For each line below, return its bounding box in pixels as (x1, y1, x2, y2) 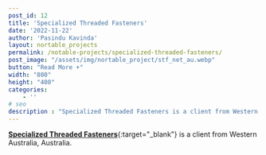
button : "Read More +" (8, 64, 84, 72)
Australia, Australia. (8, 138, 72, 147)
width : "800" (8, 71, 52, 79)
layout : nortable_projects (8, 41, 98, 49)
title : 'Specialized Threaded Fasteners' (8, 19, 148, 27)
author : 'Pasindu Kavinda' (8, 33, 98, 42)
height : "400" (8, 78, 56, 86)
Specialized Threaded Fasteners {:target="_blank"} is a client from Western (8, 130, 257, 139)
